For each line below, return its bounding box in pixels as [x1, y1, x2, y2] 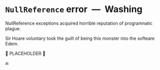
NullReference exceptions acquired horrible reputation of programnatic [5, 20, 153, 26]
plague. [5, 25, 21, 31]
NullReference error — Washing [5, 4, 143, 15]
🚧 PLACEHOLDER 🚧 [5, 50, 46, 56]
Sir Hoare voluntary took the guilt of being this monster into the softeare [5, 35, 155, 41]
